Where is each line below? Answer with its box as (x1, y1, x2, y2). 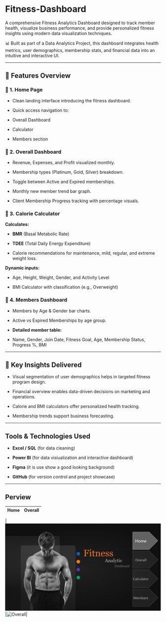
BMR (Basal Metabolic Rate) (12, 231, 70, 237)
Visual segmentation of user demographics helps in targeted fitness (12, 374, 151, 380)
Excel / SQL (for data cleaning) (12, 445, 76, 451)
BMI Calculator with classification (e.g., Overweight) (12, 284, 119, 290)
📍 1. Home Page (5, 87, 43, 93)
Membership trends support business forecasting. (12, 413, 115, 419)
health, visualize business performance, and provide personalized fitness (5, 25, 154, 31)
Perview (5, 493, 31, 501)
